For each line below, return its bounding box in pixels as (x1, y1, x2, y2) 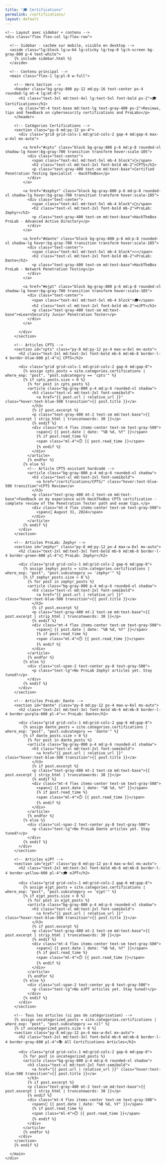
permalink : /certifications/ (5, 12, 66, 17)
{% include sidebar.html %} (14, 56, 72, 61)
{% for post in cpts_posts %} (27, 382, 90, 387)
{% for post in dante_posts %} (27, 738, 92, 743)
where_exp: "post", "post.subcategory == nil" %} (5, 1022, 110, 1027)
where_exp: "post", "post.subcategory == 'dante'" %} (5, 729, 119, 734)
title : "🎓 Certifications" (5, 7, 64, 12)
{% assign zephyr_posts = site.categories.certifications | (23, 566, 150, 572)
